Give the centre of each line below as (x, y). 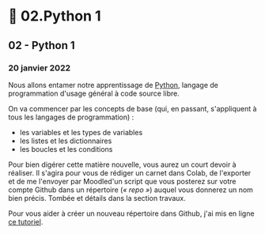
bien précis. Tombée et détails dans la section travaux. (97, 198)
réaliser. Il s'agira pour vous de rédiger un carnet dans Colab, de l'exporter (130, 172)
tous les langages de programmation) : (71, 117)
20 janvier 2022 (40, 68)
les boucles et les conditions (66, 149)
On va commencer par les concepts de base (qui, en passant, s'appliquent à (132, 108)
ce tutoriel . (26, 221)
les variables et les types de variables (81, 132)
